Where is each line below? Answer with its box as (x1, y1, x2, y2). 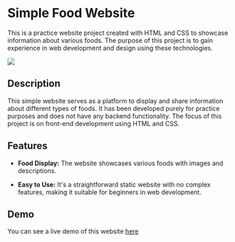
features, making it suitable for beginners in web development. (17, 187, 202, 196)
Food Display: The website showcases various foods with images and (17, 159, 224, 167)
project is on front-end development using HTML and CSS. (7, 119, 180, 127)
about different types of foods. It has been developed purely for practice (7, 104, 220, 112)
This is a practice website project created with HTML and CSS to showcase (7, 28, 229, 37)
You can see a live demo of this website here (7, 227, 139, 236)
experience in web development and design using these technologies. (7, 43, 214, 52)
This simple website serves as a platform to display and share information (7, 96, 224, 105)
